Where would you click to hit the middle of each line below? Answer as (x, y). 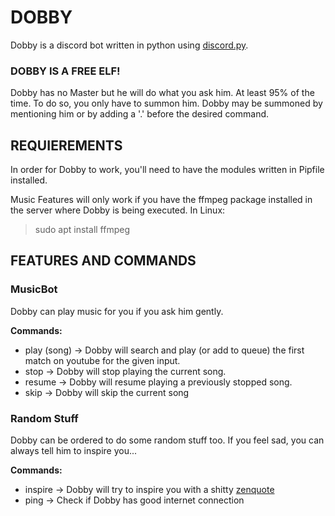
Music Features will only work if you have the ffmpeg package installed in (161, 200)
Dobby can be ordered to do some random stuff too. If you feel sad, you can (167, 440)
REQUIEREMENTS (66, 145)
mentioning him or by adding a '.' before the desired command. (140, 114)
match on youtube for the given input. (102, 360)
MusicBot (34, 289)
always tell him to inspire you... (74, 451)
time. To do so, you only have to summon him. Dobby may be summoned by (166, 103)
